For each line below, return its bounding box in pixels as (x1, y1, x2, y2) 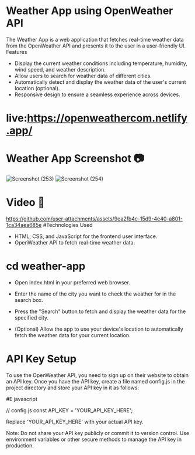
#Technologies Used (43, 222, 93, 228)
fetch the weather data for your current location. (14, 331, 131, 338)
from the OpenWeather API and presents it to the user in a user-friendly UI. (6, 42, 186, 49)
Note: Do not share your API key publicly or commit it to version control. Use (6, 429, 190, 436)
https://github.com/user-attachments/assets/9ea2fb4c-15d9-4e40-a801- (6, 215, 183, 222)
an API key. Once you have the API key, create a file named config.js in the (6, 378, 185, 385)
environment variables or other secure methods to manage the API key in (6, 436, 182, 443)
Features (6, 48, 27, 55)
